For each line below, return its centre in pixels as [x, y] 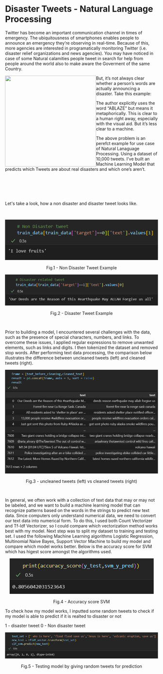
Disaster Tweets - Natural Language [79, 9]
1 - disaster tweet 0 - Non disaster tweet [45, 626]
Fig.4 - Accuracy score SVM [81, 602]
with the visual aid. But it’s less [127, 123]
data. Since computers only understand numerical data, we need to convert [81, 516]
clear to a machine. [115, 129]
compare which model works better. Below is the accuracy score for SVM [79, 546]
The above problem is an [121, 138]
